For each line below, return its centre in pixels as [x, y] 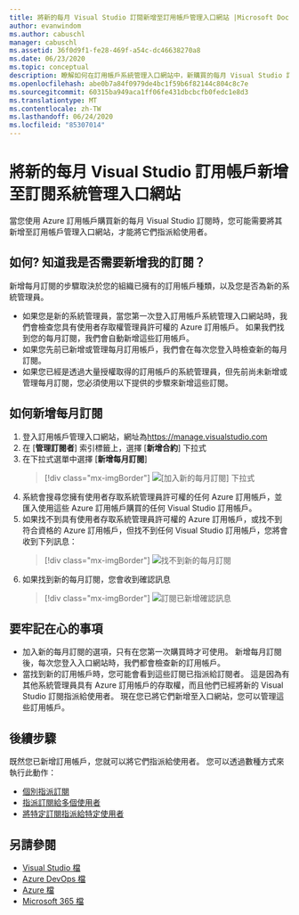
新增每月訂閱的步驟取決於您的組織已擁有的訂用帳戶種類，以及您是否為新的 [145, 285]
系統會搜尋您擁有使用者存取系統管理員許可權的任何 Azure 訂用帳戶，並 [152, 496]
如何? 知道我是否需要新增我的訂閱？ [108, 262]
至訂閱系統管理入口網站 [95, 195]
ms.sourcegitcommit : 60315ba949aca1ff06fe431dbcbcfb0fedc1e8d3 [129, 92]
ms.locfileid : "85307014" [57, 126]
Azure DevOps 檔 [54, 879]
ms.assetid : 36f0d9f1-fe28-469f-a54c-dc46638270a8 [105, 51]
